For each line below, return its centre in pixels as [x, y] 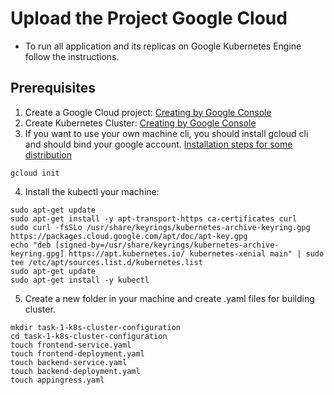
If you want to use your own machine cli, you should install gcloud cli [166, 133]
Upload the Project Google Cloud [149, 18]
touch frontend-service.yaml [71, 345]
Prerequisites [53, 88]
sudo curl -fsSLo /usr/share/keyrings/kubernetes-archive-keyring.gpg [160, 227]
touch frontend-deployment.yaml [77, 353]
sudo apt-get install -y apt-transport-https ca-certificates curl [154, 218]
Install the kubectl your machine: [92, 191]
